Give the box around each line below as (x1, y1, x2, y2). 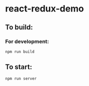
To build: (5, 23, 33, 31)
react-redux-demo (5, 3, 84, 14)
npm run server (5, 76, 37, 81)
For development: (5, 38, 49, 45)
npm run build (5, 49, 35, 54)
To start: (5, 63, 32, 71)
